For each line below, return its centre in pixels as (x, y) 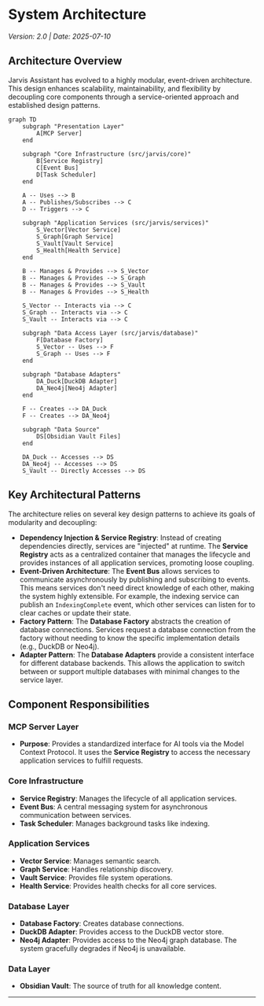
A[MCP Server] (59, 133)
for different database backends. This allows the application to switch (132, 663)
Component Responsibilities (79, 704)
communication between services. (75, 815)
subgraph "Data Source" (61, 429)
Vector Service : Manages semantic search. (90, 860)
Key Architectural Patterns (75, 495)
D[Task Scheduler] (66, 175)
